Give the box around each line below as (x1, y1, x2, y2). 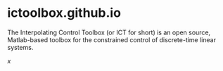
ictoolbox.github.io (7, 5, 122, 21)
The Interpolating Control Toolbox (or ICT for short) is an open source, (7, 28, 211, 37)
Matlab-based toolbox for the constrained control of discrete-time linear (7, 35, 217, 44)
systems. (7, 43, 34, 51)
